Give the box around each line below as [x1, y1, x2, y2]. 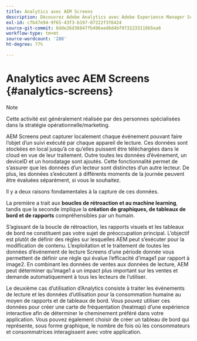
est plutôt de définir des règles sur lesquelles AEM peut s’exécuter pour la [6, 236, 185, 243]
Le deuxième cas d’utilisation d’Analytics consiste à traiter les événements [6, 285, 185, 292]
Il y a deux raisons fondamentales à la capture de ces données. [6, 188, 159, 195]
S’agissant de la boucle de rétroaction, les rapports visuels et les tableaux [6, 223, 184, 230]
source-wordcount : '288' [6, 36, 67, 42]
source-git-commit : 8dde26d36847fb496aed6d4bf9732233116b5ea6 [6, 25, 161, 31]
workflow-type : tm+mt [6, 31, 59, 36]
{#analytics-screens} [6, 85, 114, 98]
